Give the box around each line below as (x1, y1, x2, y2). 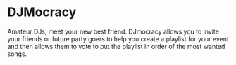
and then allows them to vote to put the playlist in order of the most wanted (7, 42, 225, 50)
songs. (7, 50, 27, 58)
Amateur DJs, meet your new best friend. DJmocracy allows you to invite (7, 27, 220, 36)
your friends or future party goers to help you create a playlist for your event (7, 34, 229, 43)
